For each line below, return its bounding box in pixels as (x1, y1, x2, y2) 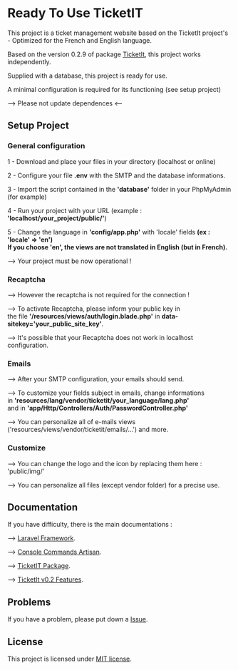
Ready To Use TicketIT (7, 5, 144, 21)
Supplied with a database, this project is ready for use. (7, 71, 167, 80)
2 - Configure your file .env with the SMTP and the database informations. (7, 171, 226, 180)
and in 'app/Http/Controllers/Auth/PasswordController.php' (7, 404, 189, 413)
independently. (7, 57, 51, 66)
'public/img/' (7, 467, 45, 475)
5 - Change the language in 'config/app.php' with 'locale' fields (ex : (7, 227, 210, 236)
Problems (7, 596, 51, 608)
